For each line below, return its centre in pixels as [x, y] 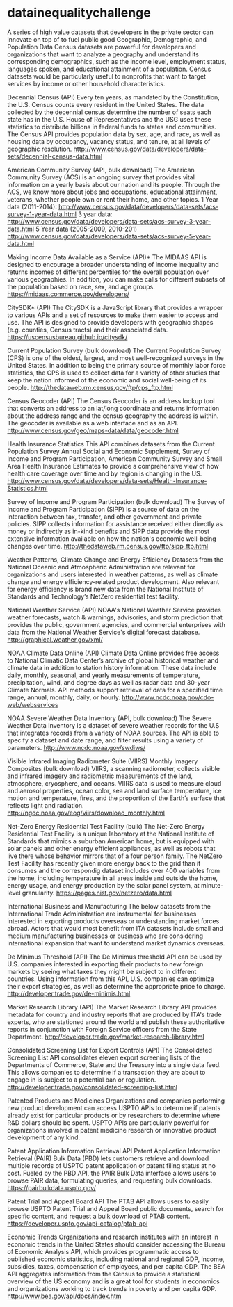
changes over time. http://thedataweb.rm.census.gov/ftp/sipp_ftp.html [108, 546]
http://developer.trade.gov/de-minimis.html [69, 993]
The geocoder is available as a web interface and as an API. [93, 423]
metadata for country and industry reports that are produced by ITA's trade [114, 1014]
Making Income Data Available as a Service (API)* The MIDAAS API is [107, 257]
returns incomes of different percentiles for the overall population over [108, 272]
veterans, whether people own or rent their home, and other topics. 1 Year [113, 199]
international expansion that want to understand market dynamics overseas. [116, 943]
